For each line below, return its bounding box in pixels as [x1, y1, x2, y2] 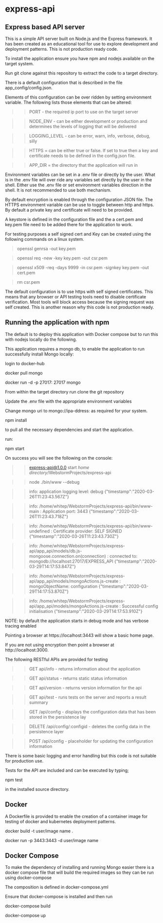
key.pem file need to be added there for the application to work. [5, 222, 133, 227]
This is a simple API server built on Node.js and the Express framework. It [5, 36, 152, 41]
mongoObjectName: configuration [29, 583, 98, 589]
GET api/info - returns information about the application [29, 666, 141, 671]
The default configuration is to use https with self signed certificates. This [5, 289, 153, 295]
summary [29, 699, 49, 705]
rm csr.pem [17, 279, 40, 285]
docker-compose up [5, 913, 46, 919]
